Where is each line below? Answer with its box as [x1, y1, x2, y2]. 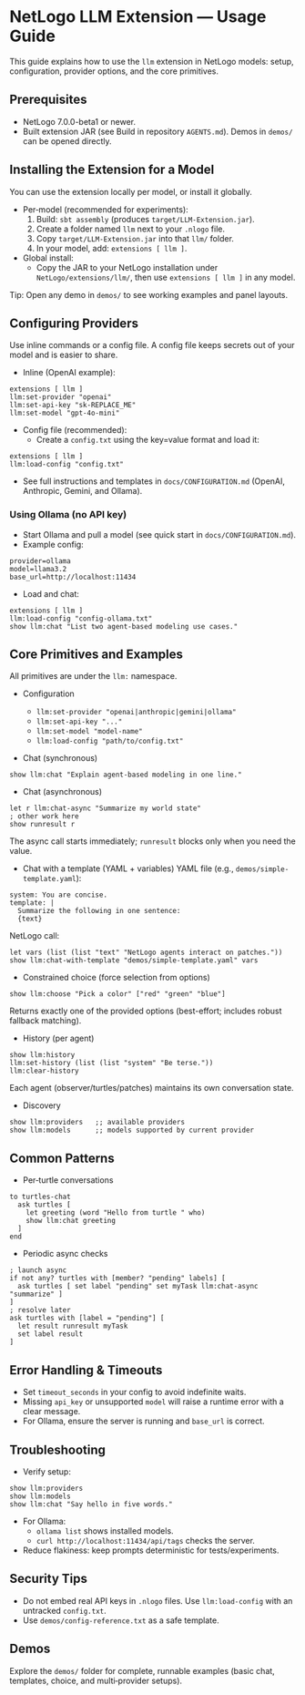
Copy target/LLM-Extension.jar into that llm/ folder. [36, 232, 235, 243]
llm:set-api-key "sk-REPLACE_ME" [9, 401, 137, 410]
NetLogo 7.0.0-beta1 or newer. [22, 116, 137, 127]
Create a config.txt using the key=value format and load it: [36, 435, 259, 446]
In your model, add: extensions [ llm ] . [36, 242, 188, 253]
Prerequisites [9, 92, 87, 108]
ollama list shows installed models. [36, 1525, 175, 1536]
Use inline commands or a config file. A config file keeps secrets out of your [9, 340, 295, 351]
